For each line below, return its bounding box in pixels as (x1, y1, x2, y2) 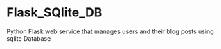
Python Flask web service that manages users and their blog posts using (6, 27, 214, 35)
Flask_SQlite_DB (6, 5, 103, 20)
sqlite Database (6, 34, 51, 42)
